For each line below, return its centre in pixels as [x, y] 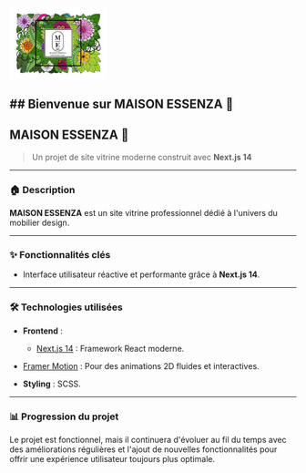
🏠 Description [42, 190]
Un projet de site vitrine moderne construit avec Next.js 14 [142, 157]
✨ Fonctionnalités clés [60, 254]
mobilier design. [40, 222]
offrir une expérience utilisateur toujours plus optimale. [112, 458]
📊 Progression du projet [64, 416]
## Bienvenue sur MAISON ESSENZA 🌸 [122, 103]
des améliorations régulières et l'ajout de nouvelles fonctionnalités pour [143, 449]
